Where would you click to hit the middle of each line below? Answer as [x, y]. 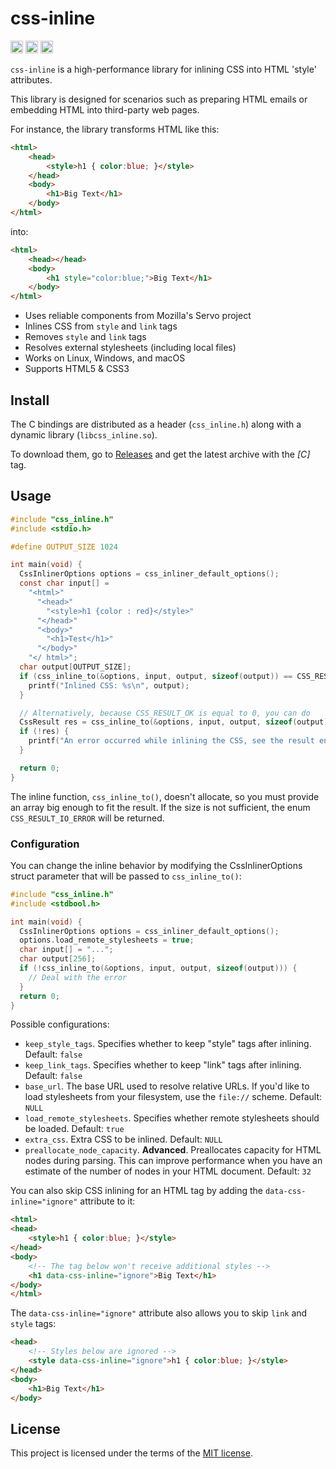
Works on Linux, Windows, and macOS [105, 358]
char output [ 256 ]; [58, 959]
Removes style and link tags [85, 337]
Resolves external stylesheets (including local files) [130, 348]
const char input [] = [64, 583]
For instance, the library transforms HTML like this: [115, 129]
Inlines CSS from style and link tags [101, 326]
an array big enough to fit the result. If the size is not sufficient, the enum [160, 807]
